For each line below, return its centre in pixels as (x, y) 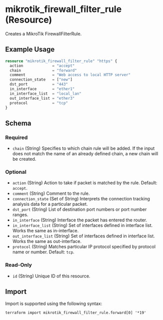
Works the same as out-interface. (47, 241)
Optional (16, 172)
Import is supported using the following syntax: (54, 303)
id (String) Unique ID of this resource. (51, 276)
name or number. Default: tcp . (43, 252)
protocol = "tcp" (39, 103)
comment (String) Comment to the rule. (51, 193)
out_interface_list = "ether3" (42, 98)
